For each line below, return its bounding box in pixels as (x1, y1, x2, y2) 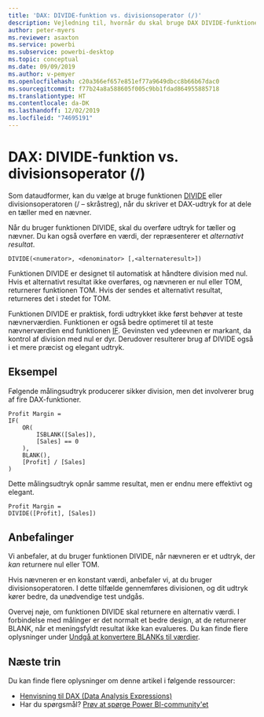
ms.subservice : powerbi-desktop (8, 48, 114, 56)
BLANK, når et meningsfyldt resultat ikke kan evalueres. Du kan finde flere (8, 624, 249, 633)
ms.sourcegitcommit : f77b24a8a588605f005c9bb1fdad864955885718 (8, 84, 220, 93)
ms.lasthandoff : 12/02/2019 (8, 107, 101, 115)
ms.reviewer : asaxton (8, 33, 79, 42)
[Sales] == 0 (36, 437, 79, 445)
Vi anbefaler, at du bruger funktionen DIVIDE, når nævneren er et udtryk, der (8, 552, 255, 561)
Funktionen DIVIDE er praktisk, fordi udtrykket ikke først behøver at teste (8, 309, 244, 318)
